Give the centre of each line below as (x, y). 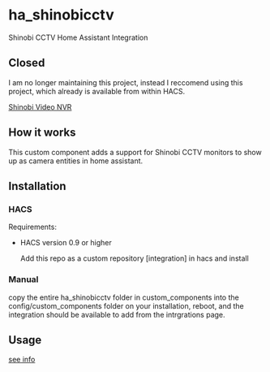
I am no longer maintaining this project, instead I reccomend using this (126, 82)
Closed (27, 63)
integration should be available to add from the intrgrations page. (117, 314)
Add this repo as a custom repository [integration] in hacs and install (134, 258)
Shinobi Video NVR (40, 106)
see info (22, 360)
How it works (42, 133)
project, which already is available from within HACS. (97, 91)
